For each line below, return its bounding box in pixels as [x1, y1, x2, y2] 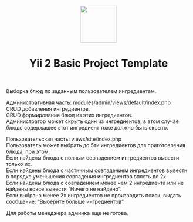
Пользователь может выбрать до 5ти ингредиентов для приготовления [6, 141, 186, 148]
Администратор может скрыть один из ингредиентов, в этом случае [6, 118, 179, 125]
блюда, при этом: [6, 148, 50, 155]
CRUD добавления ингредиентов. [6, 105, 90, 112]
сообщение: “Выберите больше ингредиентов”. [6, 198, 125, 205]
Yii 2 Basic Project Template [29, 57, 168, 70]
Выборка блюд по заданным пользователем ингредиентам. [6, 87, 157, 94]
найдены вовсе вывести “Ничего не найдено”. [6, 185, 122, 193]
